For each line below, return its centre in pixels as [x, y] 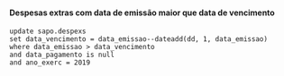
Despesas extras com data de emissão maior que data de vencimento [142, 13]
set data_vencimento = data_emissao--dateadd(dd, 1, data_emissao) [139, 39]
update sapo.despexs [48, 31]
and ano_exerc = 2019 [50, 63]
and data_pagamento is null [62, 55]
